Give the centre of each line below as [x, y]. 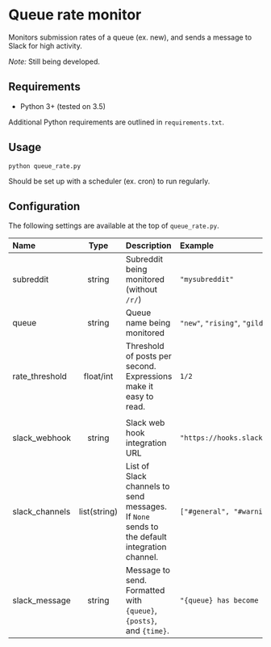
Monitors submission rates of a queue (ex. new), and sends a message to [130, 37]
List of [138, 466]
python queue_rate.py [45, 166]
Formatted [145, 590]
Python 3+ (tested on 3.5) [63, 106]
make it [139, 387]
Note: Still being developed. [54, 61]
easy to [140, 397]
